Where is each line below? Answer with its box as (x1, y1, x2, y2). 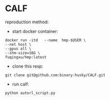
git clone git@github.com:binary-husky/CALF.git (5, 72, 106, 78)
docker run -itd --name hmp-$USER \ (5, 37, 86, 43)
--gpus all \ (5, 46, 32, 51)
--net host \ (5, 42, 32, 47)
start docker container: (12, 28, 58, 34)
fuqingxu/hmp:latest (5, 54, 47, 60)
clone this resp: (12, 63, 43, 69)
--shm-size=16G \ (5, 50, 40, 55)
